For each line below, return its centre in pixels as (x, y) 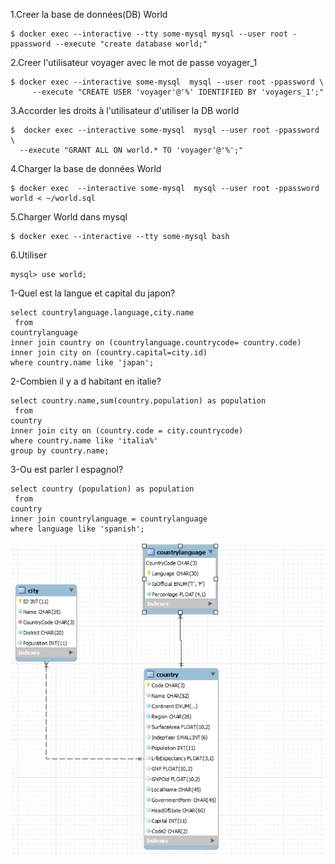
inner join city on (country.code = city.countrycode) (127, 431)
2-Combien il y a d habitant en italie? (86, 381)
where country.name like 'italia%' (84, 441)
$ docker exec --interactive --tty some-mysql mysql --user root (149, 34)
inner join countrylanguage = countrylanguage (109, 519)
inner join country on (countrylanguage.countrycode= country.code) (156, 343)
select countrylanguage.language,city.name (102, 313)
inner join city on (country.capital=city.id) (109, 353)
